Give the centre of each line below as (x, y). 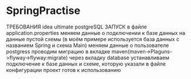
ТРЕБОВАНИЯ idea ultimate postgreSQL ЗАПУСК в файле (77, 27)
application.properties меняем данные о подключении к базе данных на (96, 33)
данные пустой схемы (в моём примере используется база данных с (93, 39)
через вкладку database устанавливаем (119, 58)
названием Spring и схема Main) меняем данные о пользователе (88, 45)
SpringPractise (43, 11)
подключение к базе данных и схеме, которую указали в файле (86, 64)
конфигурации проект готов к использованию (64, 70)
